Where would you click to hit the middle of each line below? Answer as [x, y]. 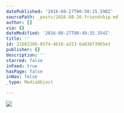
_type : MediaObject [30, 83]
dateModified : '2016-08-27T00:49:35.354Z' [58, 33]
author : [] [19, 22]
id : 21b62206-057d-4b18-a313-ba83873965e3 [58, 44]
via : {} [15, 28]
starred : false [24, 60]
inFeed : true [22, 66]
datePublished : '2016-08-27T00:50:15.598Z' [60, 11]
